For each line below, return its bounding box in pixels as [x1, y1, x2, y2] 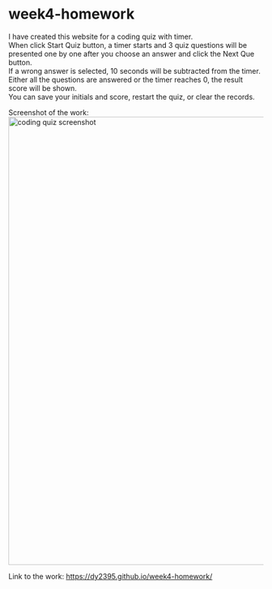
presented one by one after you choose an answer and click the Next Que [8, 49, 255, 58]
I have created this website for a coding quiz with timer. [8, 32, 193, 41]
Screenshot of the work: [8, 107, 89, 117]
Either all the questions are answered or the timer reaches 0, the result [8, 75, 244, 84]
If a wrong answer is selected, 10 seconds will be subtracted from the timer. [8, 66, 261, 75]
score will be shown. [8, 83, 77, 93]
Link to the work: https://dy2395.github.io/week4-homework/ [8, 571, 213, 581]
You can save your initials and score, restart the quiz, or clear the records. [8, 92, 255, 101]
